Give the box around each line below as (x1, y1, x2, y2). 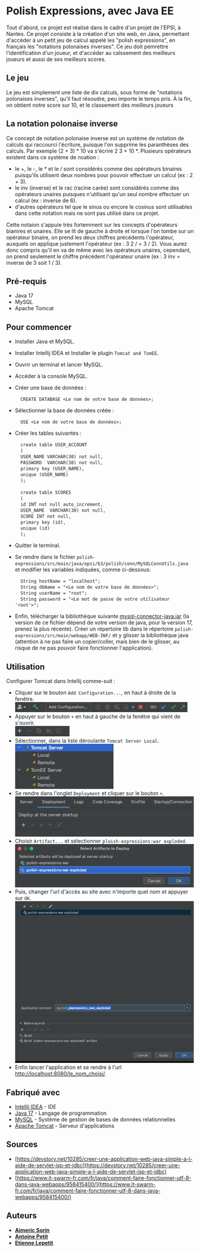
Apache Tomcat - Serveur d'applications (14, 1122, 115, 1129)
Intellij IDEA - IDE (14, 1103, 57, 1110)
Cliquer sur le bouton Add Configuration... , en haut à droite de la (14, 689, 176, 696)
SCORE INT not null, (20, 514, 71, 520)
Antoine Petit (14, 1233, 49, 1240)
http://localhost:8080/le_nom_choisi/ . (14, 1070, 107, 1077)
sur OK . (14, 894, 32, 901)
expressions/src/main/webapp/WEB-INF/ (14, 633, 111, 639)
